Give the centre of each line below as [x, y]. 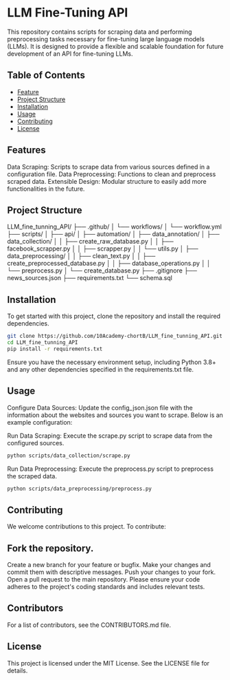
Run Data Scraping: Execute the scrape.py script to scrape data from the [110, 436]
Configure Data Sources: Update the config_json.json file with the [100, 407]
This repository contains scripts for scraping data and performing [100, 32]
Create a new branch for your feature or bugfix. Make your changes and [109, 565]
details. [18, 670]
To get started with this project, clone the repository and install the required [114, 316]
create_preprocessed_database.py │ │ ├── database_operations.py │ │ [109, 264]
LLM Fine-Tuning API [68, 13]
